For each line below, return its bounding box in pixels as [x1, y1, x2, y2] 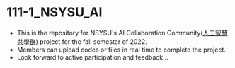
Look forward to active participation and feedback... [16, 52, 169, 61]
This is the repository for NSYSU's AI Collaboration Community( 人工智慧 [16, 28, 228, 37]
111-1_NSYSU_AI [6, 4, 103, 21]
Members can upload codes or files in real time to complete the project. [16, 45, 226, 54]
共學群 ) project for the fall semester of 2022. [16, 37, 147, 46]
